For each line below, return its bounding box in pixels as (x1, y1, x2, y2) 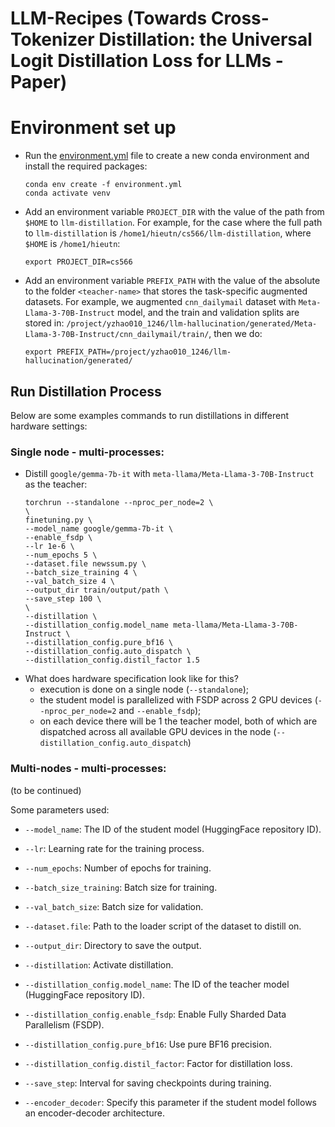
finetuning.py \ (24, 515, 93, 526)
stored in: (24, 317, 65, 329)
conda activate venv (24, 188, 111, 199)
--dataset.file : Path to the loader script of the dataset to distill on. (24, 920, 302, 932)
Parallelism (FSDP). (24, 1018, 105, 1031)
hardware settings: (10, 420, 88, 432)
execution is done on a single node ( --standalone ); (39, 683, 250, 696)
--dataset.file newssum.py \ (24, 559, 147, 569)
